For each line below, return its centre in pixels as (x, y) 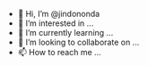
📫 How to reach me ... (59, 52)
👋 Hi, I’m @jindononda (59, 14)
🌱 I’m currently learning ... (65, 33)
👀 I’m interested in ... (56, 23)
